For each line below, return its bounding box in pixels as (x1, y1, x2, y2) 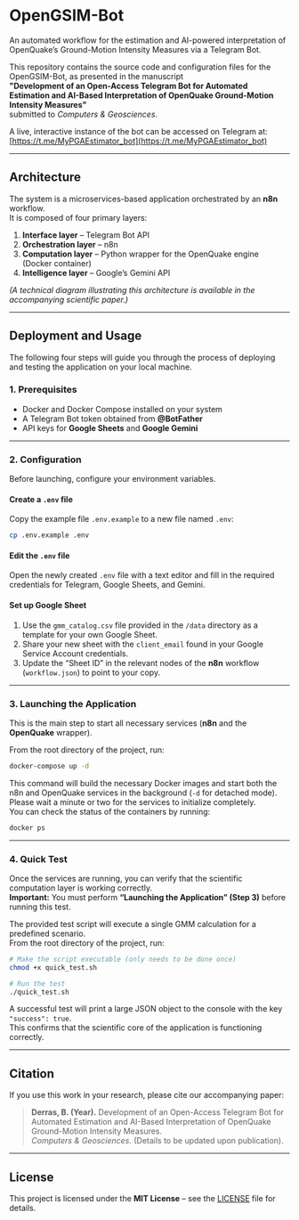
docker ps (9, 823, 46, 833)
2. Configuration (9, 453, 82, 466)
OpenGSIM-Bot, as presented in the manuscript (9, 70, 184, 81)
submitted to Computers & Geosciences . (9, 109, 158, 119)
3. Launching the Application (9, 697, 137, 710)
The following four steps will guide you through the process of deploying (9, 352, 276, 362)
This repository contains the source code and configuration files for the (9, 61, 271, 72)
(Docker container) (21, 257, 92, 268)
